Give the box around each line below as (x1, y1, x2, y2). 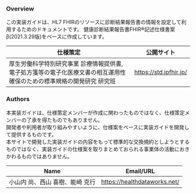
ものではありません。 (21, 153, 73, 160)
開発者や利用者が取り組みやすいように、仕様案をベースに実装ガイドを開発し (6, 124, 190, 130)
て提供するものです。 (6, 130, 57, 138)
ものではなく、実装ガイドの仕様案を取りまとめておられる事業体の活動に (6, 145, 180, 153)
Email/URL (125, 167, 155, 175)
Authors (6, 95, 30, 103)
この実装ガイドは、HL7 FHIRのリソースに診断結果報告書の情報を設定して (6, 19, 182, 26)
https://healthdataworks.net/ (101, 177, 180, 185)
